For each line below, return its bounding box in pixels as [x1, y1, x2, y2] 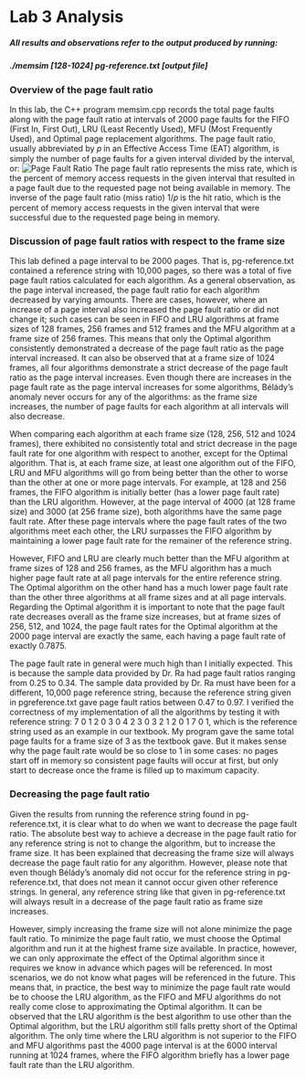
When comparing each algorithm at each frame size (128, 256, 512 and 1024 [9, 428, 297, 439]
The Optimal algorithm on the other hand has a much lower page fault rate [9, 582, 289, 593]
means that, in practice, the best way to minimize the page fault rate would [9, 981, 290, 992]
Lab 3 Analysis [9, 6, 124, 27]
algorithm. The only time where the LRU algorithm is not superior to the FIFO [9, 1030, 297, 1041]
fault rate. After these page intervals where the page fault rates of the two [9, 516, 288, 527]
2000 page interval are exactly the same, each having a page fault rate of [9, 630, 286, 641]
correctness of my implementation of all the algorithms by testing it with [9, 706, 280, 718]
